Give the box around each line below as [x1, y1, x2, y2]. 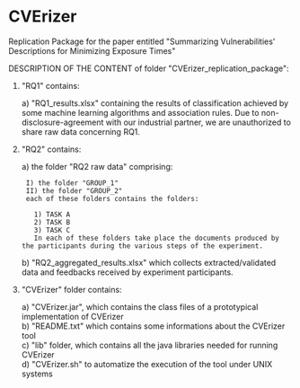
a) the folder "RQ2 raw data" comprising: [21, 161, 173, 172]
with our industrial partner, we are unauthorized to [105, 117, 291, 128]
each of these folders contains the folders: [25, 194, 199, 203]
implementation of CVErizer [21, 311, 124, 322]
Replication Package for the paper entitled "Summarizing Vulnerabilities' [8, 36, 276, 47]
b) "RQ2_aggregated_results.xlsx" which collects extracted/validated [21, 257, 277, 268]
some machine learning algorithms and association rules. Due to [21, 107, 260, 118]
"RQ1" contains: [21, 80, 80, 91]
